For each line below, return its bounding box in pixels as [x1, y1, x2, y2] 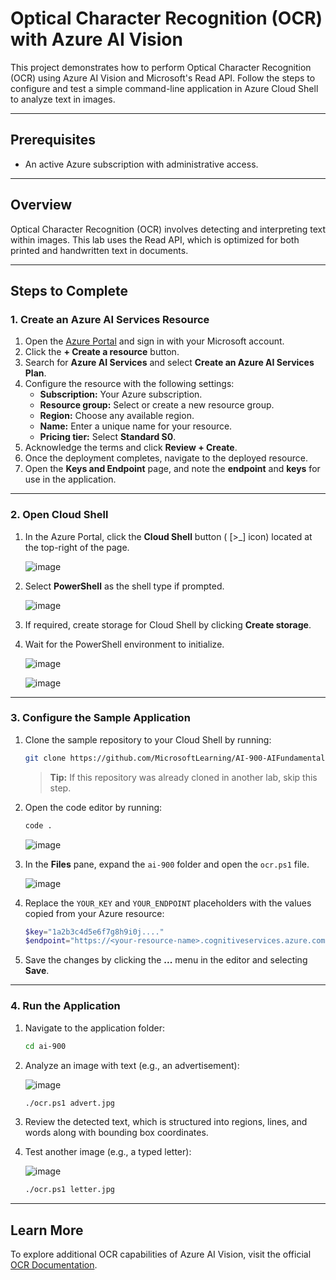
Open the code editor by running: [24, 801, 163, 813]
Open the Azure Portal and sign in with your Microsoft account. [24, 335, 285, 347]
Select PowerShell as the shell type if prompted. [24, 580, 225, 592]
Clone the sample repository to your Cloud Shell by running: [24, 733, 272, 746]
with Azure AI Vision [10, 28, 183, 51]
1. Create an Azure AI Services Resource [10, 312, 210, 326]
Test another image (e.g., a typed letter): [24, 1146, 192, 1158]
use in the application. [24, 473, 117, 486]
